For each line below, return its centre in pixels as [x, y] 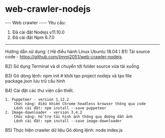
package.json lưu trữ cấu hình [35, 81]
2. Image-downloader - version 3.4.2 [44, 112]
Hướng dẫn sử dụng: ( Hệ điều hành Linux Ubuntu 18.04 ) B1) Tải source [78, 51]
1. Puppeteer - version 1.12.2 [37, 99]
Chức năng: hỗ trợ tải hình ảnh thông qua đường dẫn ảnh [73, 116]
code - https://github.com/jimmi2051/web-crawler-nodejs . [64, 56]
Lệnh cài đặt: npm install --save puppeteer [60, 108]
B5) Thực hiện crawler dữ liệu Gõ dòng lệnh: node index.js [64, 130]
